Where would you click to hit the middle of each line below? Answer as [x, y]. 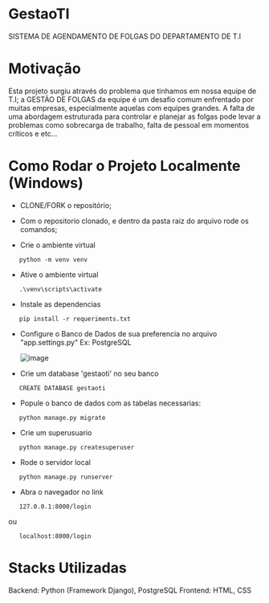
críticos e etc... [33, 133]
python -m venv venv [53, 259]
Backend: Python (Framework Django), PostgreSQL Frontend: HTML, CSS [130, 590]
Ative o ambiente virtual [59, 275]
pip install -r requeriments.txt [75, 319]
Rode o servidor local [55, 462]
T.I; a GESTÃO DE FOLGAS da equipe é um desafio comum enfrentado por [131, 99]
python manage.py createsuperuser [77, 447]
